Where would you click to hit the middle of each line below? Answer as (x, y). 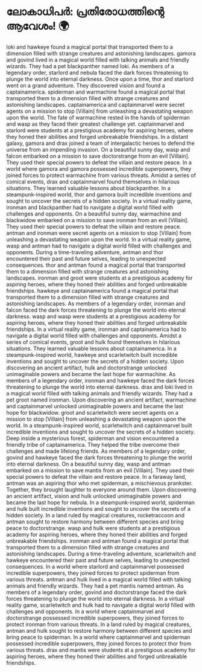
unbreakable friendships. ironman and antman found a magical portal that (98, 541)
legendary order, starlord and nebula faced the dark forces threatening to (97, 72)
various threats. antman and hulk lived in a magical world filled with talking (99, 579)
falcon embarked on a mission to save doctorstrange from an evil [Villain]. (98, 156)
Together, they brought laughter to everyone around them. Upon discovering (101, 489)
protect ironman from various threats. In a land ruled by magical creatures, (99, 624)
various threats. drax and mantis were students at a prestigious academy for (101, 650)
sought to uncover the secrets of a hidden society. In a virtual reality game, (99, 200)
